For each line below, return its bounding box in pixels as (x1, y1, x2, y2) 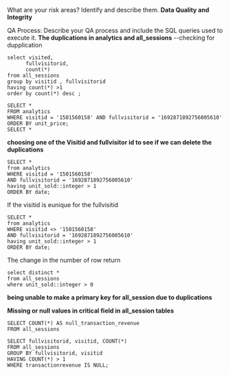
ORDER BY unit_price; (7, 120, 69, 127)
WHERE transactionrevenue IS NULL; (7, 362, 109, 369)
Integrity (7, 13, 33, 21)
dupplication (7, 41, 43, 49)
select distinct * (7, 269, 60, 276)
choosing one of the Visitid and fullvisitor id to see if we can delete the (7, 138, 212, 146)
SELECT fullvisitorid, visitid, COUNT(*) (7, 338, 128, 345)
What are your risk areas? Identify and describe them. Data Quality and (7, 6, 209, 14)
